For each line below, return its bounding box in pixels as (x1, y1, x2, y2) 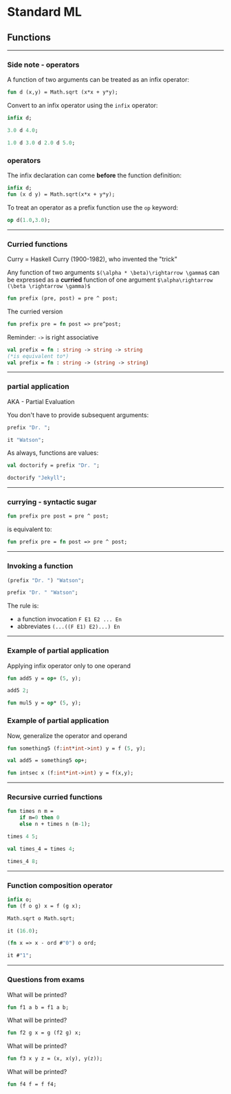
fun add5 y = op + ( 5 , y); (7, 675, 81, 682)
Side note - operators (7, 60, 80, 69)
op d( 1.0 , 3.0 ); (7, 216, 51, 223)
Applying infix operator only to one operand (7, 661, 131, 670)
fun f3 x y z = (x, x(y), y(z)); (7, 1056, 103, 1062)
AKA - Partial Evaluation (7, 397, 75, 405)
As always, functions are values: (7, 449, 99, 457)
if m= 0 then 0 (19, 814, 60, 821)
